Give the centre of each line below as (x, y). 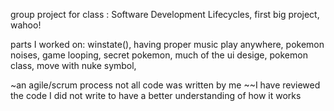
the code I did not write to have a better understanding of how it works (156, 95)
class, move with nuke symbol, (73, 65)
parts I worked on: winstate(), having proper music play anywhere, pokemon (167, 44)
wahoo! (26, 25)
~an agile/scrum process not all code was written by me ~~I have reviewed (165, 85)
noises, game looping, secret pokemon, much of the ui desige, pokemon (159, 55)
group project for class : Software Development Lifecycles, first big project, (165, 14)
